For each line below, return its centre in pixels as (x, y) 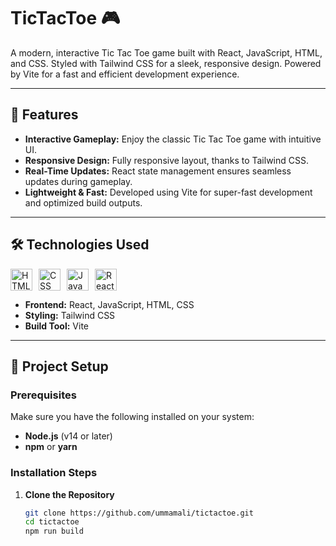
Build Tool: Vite (56, 326)
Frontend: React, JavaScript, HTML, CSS (109, 304)
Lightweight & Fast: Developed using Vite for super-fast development (168, 192)
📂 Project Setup (59, 366)
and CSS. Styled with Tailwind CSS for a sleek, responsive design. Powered (166, 63)
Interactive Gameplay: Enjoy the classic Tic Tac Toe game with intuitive (173, 139)
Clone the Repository (69, 494)
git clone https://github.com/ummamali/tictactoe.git (139, 513)
